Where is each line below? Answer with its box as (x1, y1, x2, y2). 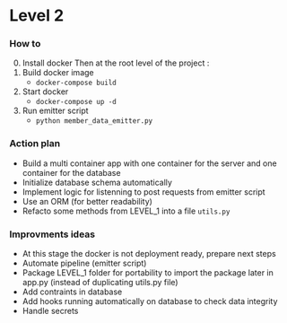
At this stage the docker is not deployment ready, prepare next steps (22, 249, 276, 259)
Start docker (22, 86, 69, 97)
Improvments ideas (9, 228, 96, 240)
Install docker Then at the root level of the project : (22, 57, 210, 68)
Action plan (9, 137, 61, 150)
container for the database (22, 167, 121, 178)
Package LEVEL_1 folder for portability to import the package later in (22, 267, 274, 278)
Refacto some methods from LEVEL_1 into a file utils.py (22, 205, 230, 216)
